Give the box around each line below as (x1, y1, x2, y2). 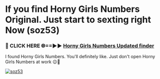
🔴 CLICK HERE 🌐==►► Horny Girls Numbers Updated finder (5, 42, 154, 49)
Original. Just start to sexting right (5, 14, 151, 25)
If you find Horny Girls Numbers (5, 3, 140, 15)
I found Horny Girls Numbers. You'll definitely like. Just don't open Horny (5, 54, 155, 60)
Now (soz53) (5, 25, 60, 36)
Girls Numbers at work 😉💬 (5, 59, 60, 65)
